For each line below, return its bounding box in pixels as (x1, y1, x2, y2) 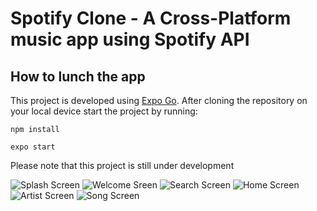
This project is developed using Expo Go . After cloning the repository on (10, 95, 308, 106)
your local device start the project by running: (10, 105, 198, 117)
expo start (10, 142, 56, 152)
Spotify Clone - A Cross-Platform (10, 7, 292, 30)
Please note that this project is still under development (10, 160, 235, 171)
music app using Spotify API (10, 28, 250, 51)
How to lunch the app (10, 68, 146, 85)
